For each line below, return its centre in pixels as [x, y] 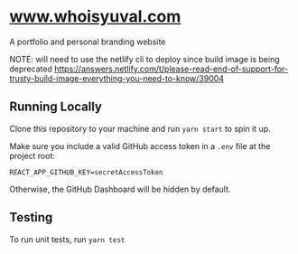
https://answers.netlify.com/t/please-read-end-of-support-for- [171, 69]
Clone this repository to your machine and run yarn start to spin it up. [140, 128]
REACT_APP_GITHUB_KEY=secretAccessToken [87, 172]
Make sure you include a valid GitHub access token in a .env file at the [140, 146]
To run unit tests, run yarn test [67, 239]
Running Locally [56, 107]
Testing [31, 217]
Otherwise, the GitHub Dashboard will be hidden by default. [120, 189]
